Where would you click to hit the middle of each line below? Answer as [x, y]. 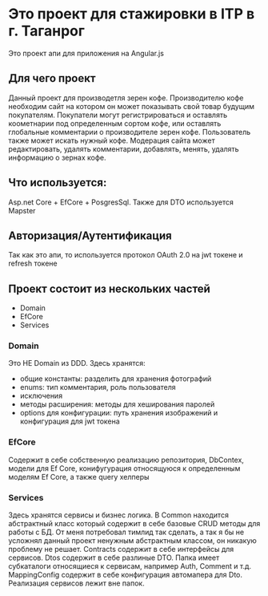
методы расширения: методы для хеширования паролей [117, 404]
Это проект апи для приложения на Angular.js [86, 53]
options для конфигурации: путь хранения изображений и [119, 413]
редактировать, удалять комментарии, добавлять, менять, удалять [124, 148]
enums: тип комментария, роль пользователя [98, 387]
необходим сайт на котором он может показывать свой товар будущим [131, 106]
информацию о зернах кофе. [57, 157]
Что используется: [58, 182]
